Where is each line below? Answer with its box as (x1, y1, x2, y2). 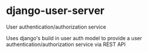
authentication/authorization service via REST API (6, 41, 126, 48)
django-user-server (6, 4, 105, 17)
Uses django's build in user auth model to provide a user (6, 34, 142, 41)
